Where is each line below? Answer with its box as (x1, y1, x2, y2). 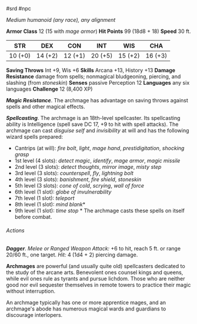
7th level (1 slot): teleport (14, 195, 75, 202)
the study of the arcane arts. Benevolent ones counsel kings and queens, (6, 269, 183, 276)
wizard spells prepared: (6, 133, 64, 140)
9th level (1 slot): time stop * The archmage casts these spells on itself (14, 207, 185, 214)
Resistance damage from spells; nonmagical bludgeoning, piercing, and (6, 73, 181, 80)
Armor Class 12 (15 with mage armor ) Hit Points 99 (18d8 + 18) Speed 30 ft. (6, 28, 191, 35)
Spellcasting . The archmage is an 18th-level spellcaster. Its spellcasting (6, 115, 181, 121)
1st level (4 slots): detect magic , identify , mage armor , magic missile (14, 157, 181, 164)
